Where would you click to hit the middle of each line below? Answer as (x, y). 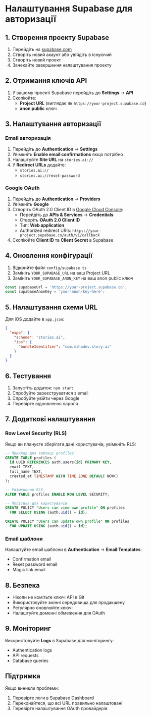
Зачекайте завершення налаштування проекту (62, 65)
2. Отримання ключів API (46, 81)
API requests (25, 655)
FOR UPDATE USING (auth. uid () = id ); (49, 526)
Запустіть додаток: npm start (43, 387)
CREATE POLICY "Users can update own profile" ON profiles (67, 522)
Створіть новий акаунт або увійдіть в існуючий (62, 55)
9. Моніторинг (28, 629)
